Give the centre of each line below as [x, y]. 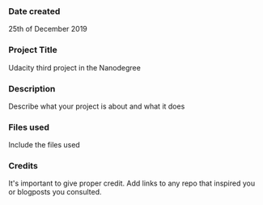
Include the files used [45, 145]
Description [32, 88]
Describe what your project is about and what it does [97, 106]
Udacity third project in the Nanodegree [75, 67]
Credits [23, 166]
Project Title [33, 50]
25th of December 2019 [48, 29]
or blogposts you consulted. [55, 192]
